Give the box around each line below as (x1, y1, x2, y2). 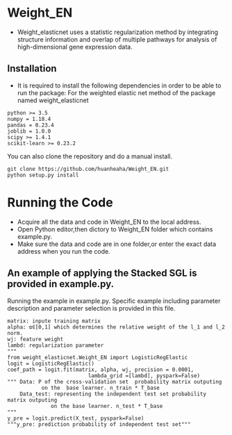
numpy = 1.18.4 (7, 115, 51, 122)
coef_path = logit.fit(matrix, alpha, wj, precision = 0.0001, (7, 366, 194, 373)
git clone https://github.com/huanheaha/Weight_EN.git (7, 165, 169, 172)
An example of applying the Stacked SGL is (7, 268, 197, 279)
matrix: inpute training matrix (7, 318, 101, 325)
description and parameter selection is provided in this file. (7, 304, 176, 312)
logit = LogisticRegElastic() (7, 360, 95, 367)
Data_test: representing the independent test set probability (19, 391, 207, 397)
